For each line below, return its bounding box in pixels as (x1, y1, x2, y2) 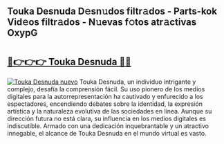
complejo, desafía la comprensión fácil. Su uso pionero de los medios (7, 85, 205, 93)
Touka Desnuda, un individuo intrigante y (79, 78, 196, 86)
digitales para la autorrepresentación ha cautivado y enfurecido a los (7, 93, 203, 100)
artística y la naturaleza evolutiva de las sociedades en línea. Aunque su (7, 107, 212, 115)
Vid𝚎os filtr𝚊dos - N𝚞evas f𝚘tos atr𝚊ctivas (7, 17, 197, 28)
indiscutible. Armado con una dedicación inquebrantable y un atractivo (7, 122, 209, 130)
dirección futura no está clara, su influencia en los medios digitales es (7, 114, 206, 123)
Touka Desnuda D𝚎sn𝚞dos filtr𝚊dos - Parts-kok (7, 6, 218, 17)
